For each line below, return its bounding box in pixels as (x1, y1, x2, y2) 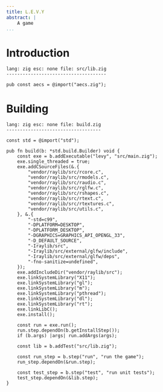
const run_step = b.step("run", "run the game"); (17, 354, 145, 360)
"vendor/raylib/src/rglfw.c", (28, 185, 104, 191)
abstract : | (6, 14, 36, 21)
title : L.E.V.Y (6, 8, 45, 15)
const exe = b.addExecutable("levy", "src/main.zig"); (17, 153, 158, 160)
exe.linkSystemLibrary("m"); (17, 285, 91, 291)
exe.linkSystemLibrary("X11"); (17, 275, 96, 281)
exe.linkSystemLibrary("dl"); (17, 296, 94, 302)
